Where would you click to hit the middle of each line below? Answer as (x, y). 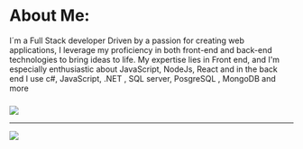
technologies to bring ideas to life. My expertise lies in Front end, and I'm (145, 59)
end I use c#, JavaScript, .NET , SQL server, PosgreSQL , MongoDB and (143, 78)
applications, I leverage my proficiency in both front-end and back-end (141, 49)
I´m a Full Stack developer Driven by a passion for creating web (127, 40)
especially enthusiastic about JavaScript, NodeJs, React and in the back (143, 69)
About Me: (50, 16)
